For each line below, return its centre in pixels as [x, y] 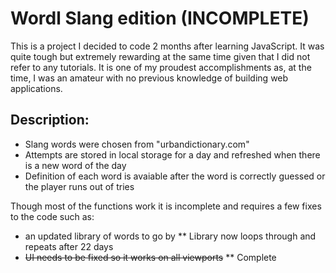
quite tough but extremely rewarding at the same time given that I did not [160, 56]
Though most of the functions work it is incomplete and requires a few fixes [166, 206]
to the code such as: [52, 216]
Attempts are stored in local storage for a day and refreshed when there [172, 154]
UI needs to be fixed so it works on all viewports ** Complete [150, 257]
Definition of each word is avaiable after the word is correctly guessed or [175, 176]
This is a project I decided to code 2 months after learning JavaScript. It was [167, 46]
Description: [50, 120]
